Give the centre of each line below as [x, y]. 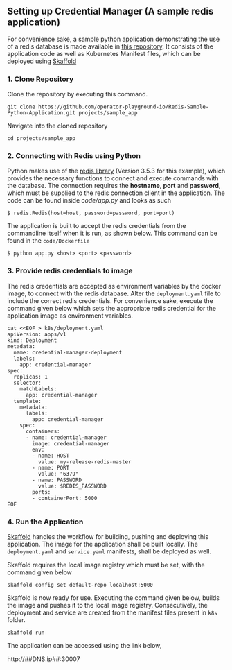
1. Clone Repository [41, 79]
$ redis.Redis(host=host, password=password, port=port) [91, 213]
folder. [16, 620]
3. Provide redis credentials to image [70, 271]
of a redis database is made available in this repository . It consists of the [110, 46]
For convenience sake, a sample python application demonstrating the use [114, 39]
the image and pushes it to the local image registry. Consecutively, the [107, 605]
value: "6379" [58, 474]
